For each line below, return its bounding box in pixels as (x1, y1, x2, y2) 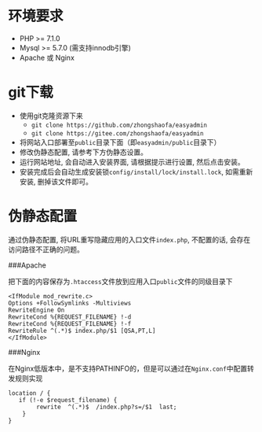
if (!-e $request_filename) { (18, 396, 118, 404)
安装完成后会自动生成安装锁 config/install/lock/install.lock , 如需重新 (19, 167, 253, 176)
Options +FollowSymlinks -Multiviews (8, 299, 132, 307)
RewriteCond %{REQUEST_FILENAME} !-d (8, 312, 132, 321)
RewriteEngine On (8, 306, 65, 314)
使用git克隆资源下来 (19, 111, 84, 120)
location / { (8, 389, 51, 397)
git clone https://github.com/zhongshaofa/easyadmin (31, 121, 208, 129)
